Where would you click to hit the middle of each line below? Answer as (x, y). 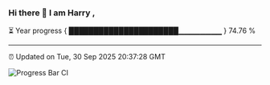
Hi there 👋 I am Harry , (52, 13)
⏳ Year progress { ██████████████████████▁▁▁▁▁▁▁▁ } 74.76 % (132, 30)
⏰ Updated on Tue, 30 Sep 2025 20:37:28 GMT (87, 57)
